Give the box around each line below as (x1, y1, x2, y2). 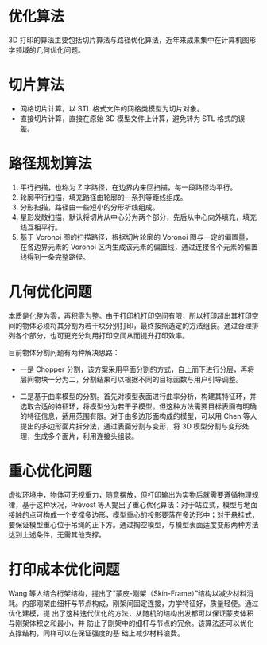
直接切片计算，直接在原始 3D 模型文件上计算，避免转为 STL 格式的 (19, 113, 238, 123)
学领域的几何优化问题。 (8, 45, 85, 54)
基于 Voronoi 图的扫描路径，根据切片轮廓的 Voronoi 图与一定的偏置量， (19, 232, 253, 241)
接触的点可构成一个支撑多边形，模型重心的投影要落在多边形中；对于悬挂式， (8, 510, 259, 519)
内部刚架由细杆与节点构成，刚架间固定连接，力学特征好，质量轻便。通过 (21, 598, 259, 608)
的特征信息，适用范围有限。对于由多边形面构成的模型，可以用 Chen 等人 (19, 411, 257, 420)
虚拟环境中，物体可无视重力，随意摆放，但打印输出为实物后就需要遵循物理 (8, 490, 252, 499)
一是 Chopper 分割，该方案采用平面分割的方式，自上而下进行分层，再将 (19, 364, 255, 374)
